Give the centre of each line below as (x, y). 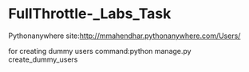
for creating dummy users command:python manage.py (100, 51)
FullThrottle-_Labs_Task (90, 14)
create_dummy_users (43, 59)
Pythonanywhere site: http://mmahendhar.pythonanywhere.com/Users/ (125, 36)
